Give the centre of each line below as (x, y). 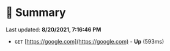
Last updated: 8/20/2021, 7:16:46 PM (54, 29)
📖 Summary (36, 13)
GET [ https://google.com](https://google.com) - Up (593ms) (89, 41)
